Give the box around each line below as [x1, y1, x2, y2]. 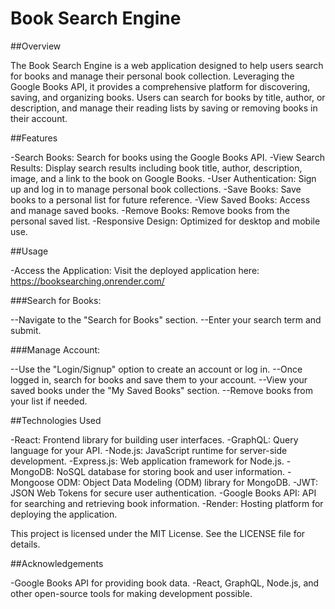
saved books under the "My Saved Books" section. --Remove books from [10, 384, 313, 396]
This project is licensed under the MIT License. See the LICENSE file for [10, 527, 306, 539]
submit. [10, 324, 42, 336]
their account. [10, 112, 68, 124]
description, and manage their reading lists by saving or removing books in [10, 102, 318, 114]
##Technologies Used [10, 414, 102, 426]
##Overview [10, 40, 62, 52]
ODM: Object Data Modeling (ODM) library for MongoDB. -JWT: [56, 476, 319, 488]
